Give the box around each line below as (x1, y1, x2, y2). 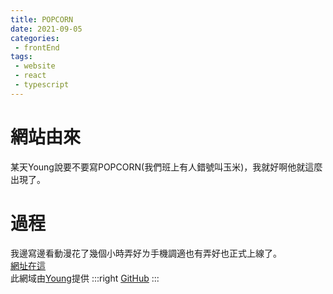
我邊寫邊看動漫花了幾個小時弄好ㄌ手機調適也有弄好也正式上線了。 (10, 247, 282, 259)
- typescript (14, 80, 70, 90)
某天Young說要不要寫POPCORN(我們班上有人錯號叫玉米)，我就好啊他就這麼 (10, 161, 323, 173)
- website (14, 61, 56, 71)
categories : (10, 33, 60, 43)
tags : (10, 52, 33, 62)
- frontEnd (14, 42, 60, 53)
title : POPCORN (10, 14, 74, 25)
